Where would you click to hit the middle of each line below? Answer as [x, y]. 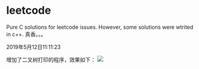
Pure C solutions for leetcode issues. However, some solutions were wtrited [100, 27]
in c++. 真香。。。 [26, 34]
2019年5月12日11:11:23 [34, 47]
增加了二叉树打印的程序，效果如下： [51, 59]
